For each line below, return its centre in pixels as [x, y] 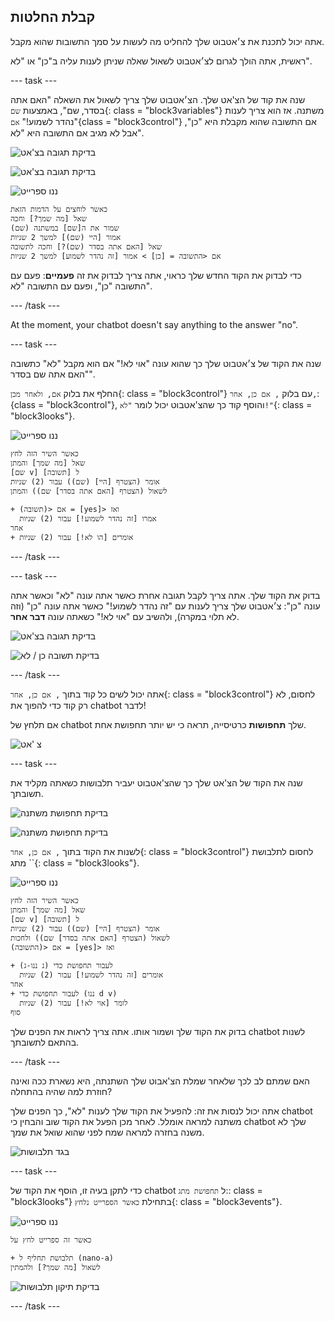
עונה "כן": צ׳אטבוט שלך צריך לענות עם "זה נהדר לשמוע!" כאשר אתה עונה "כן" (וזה [165, 606]
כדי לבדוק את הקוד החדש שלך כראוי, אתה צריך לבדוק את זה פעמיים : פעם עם [156, 275]
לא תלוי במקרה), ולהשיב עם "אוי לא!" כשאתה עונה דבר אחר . [125, 616]
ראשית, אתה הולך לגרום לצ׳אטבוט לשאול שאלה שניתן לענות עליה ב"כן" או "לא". [161, 61]
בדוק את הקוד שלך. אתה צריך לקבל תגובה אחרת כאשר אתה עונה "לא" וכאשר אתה [165, 595]
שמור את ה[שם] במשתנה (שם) [65, 228]
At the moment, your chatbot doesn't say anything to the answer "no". [154, 324]
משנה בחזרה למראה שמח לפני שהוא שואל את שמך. [107, 1132]
